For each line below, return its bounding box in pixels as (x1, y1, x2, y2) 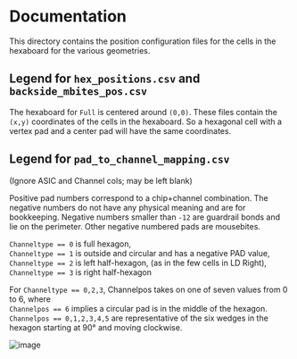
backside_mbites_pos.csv (9, 85, 148, 98)
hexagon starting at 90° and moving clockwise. (9, 321, 183, 332)
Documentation (9, 6, 128, 27)
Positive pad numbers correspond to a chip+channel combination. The (9, 192, 269, 203)
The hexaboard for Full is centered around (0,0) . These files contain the (9, 106, 278, 117)
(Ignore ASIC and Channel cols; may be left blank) (9, 175, 194, 186)
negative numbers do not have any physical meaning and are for (9, 202, 246, 213)
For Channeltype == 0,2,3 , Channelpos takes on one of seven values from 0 (9, 284, 288, 295)
